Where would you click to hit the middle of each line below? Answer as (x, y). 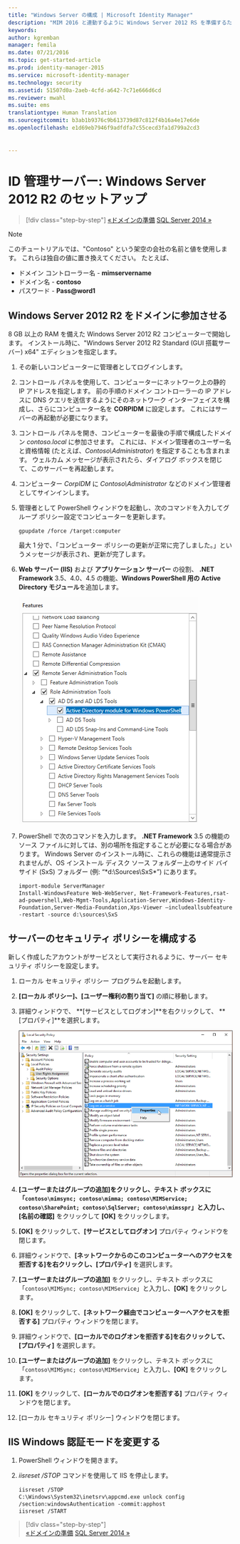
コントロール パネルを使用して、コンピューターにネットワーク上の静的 (122, 382)
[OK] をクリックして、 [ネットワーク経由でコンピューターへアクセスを (121, 1312)
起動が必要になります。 (78, 418)
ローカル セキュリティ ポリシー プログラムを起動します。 (101, 981)
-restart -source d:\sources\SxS (68, 915)
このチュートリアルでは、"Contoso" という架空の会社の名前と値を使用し (115, 249)
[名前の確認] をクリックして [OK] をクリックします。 (95, 1216)
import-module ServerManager (62, 886)
